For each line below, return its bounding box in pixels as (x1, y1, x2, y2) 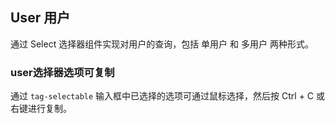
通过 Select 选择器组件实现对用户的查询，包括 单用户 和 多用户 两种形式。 (10, 38, 314, 50)
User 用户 (10, 9, 71, 27)
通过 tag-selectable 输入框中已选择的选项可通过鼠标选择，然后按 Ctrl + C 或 (10, 90, 326, 102)
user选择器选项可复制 (10, 65, 115, 79)
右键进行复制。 (10, 103, 72, 115)
